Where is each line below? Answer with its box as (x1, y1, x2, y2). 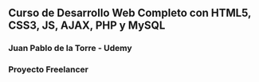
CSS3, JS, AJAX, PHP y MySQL (8, 19, 166, 33)
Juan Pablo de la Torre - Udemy (8, 43, 132, 54)
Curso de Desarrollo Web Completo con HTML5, (8, 6, 252, 20)
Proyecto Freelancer (8, 64, 89, 75)
